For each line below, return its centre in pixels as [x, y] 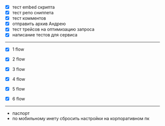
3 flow [19, 69]
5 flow [19, 89]
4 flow [19, 79]
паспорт [21, 113]
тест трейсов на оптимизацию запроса [53, 30]
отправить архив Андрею [39, 24]
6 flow [19, 98]
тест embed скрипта [33, 7]
